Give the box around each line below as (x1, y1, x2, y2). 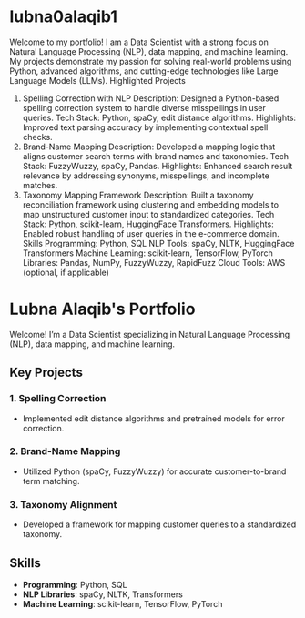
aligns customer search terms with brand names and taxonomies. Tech (22, 150, 290, 161)
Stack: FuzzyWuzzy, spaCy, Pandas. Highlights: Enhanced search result (22, 160, 293, 171)
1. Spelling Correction (9, 392, 107, 405)
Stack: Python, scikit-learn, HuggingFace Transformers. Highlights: (22, 218, 275, 229)
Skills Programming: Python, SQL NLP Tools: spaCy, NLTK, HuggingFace (22, 238, 295, 248)
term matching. (22, 475, 80, 486)
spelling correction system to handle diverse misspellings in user (22, 102, 266, 113)
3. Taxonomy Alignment (9, 498, 117, 511)
